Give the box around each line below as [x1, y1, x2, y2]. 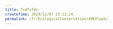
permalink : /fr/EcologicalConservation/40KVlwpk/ [5, 16, 109, 21]
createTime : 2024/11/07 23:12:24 [5, 12, 73, 17]
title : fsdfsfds [5, 7, 38, 12]
